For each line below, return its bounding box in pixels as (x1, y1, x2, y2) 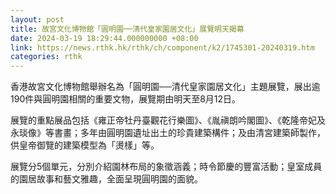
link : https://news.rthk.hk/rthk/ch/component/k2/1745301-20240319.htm (10, 42, 315, 53)
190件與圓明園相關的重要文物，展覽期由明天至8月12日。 (10, 93, 242, 105)
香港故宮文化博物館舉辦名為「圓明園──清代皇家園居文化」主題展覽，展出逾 (10, 81, 321, 93)
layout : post (10, 14, 65, 25)
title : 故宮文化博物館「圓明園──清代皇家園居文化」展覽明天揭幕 (10, 24, 245, 34)
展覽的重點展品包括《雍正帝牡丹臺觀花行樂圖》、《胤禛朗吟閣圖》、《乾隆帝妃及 (10, 114, 326, 126)
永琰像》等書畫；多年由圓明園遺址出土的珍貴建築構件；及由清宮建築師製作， (10, 127, 326, 139)
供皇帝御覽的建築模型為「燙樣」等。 (10, 139, 160, 151)
